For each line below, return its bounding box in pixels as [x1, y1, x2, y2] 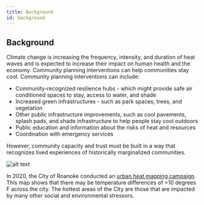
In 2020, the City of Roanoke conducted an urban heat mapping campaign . [6, 173, 197, 180]
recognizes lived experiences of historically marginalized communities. [6, 149, 186, 156]
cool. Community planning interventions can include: [6, 73, 140, 80]
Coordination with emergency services [15, 130, 114, 138]
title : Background [6, 9, 53, 15]
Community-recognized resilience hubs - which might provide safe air [15, 85, 193, 92]
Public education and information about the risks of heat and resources [15, 124, 196, 132]
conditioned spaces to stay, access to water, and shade [15, 91, 157, 99]
